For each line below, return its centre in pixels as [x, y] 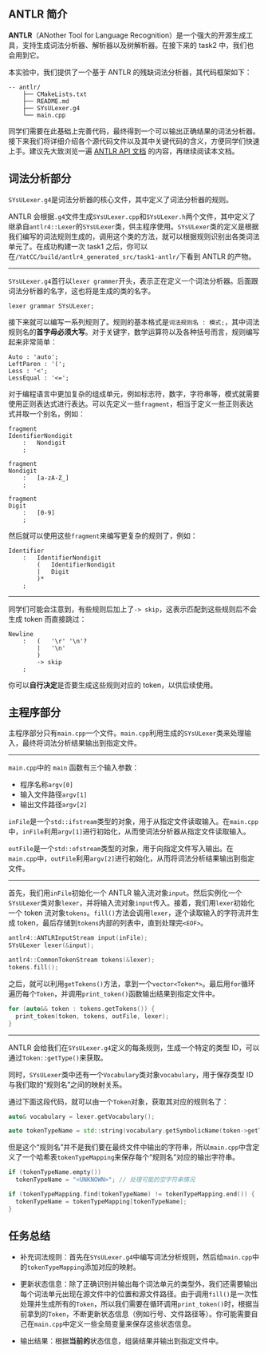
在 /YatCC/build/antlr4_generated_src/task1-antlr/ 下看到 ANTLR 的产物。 [132, 256]
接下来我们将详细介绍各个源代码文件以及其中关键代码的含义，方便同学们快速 [134, 141]
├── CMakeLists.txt [55, 94]
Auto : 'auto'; [33, 357]
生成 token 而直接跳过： [47, 619]
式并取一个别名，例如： [47, 413]
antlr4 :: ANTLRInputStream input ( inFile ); [78, 938]
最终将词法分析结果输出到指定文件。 [81, 743]
